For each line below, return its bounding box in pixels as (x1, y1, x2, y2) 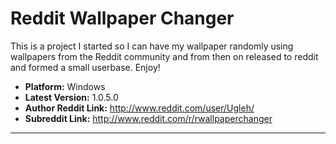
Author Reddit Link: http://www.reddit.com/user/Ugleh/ (24, 102, 255, 114)
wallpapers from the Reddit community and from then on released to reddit (10, 50, 319, 62)
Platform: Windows (24, 80, 106, 92)
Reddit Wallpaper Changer (10, 7, 235, 30)
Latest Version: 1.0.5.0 (24, 91, 119, 103)
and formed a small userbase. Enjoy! (10, 61, 161, 73)
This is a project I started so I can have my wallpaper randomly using (10, 40, 294, 52)
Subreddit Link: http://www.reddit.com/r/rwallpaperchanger (24, 112, 273, 124)
